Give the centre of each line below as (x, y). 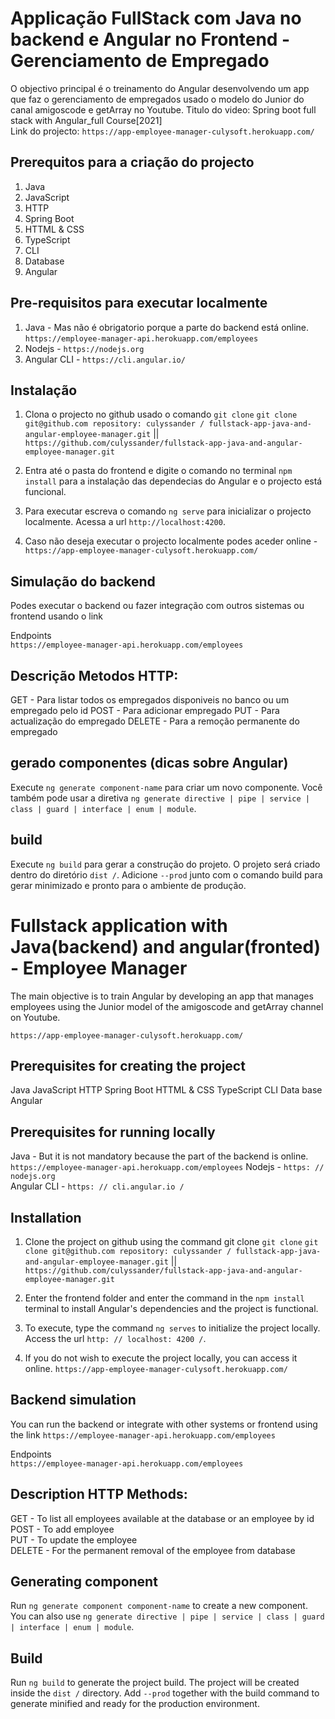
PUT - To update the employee (74, 1539)
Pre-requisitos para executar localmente (139, 303)
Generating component (84, 1582)
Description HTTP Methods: (99, 1494)
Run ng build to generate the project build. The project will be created (155, 1683)
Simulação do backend (83, 581)
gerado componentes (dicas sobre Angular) (149, 763)
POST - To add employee (62, 1529)
